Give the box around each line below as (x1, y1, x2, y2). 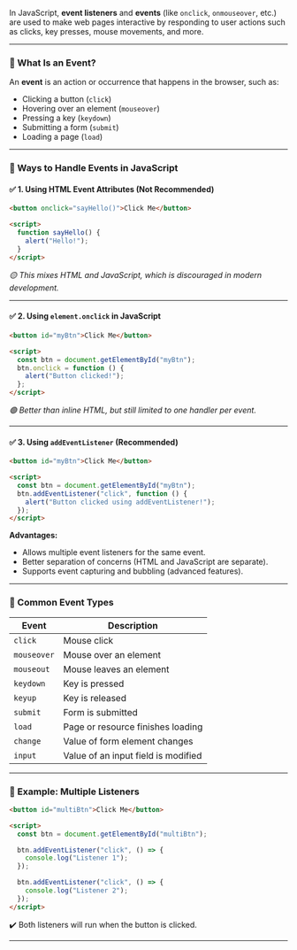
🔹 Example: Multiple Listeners (9, 785, 140, 798)
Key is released (63, 691, 126, 704)
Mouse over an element (63, 648, 162, 660)
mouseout (13, 664, 50, 674)
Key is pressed (63, 677, 125, 690)
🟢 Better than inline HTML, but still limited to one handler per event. (9, 405, 256, 415)
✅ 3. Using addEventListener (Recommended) (9, 436, 179, 447)
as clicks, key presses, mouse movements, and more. (9, 27, 204, 36)
